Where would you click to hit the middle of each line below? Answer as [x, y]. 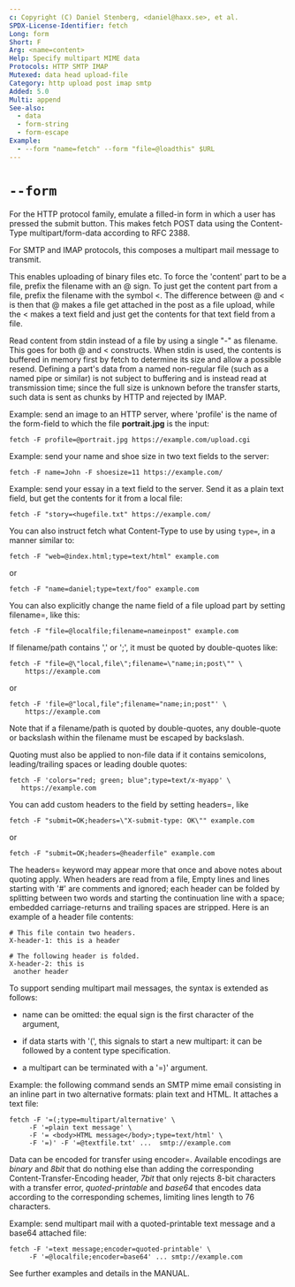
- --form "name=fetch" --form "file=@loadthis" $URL [116, 149]
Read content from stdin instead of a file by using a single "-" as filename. [144, 341]
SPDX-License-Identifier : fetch [68, 26]
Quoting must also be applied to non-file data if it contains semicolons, [138, 755]
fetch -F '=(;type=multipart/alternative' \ [92, 1120]
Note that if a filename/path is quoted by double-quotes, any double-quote [145, 728]
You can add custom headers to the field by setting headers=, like [129, 804]
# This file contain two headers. [73, 933]
